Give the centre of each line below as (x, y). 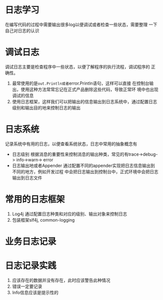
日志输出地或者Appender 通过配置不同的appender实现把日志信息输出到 (83, 165)
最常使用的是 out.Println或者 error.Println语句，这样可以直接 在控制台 (81, 83)
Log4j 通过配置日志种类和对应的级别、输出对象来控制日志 (70, 214)
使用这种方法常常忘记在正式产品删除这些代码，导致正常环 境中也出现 (90, 89)
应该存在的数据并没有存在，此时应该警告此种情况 (61, 280)
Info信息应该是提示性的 (35, 292)
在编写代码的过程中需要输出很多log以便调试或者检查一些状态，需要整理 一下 (81, 24)
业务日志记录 (31, 242)
